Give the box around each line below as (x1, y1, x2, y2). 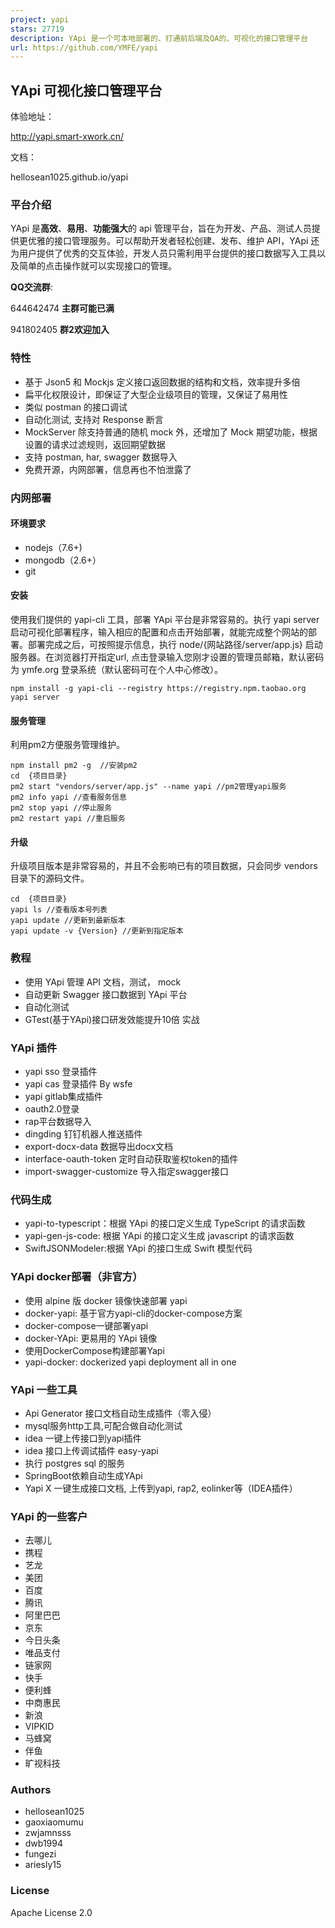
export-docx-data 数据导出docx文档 (24, 1140, 174, 1152)
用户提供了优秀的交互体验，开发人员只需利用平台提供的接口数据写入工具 (18, 247, 317, 260)
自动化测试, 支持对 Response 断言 (24, 413, 164, 425)
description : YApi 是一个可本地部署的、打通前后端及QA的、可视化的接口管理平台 (10, 33, 309, 43)
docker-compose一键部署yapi (24, 1319, 149, 1331)
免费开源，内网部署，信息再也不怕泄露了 (24, 463, 192, 475)
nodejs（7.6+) (24, 541, 83, 553)
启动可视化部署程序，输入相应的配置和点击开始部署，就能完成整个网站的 (10, 626, 308, 638)
